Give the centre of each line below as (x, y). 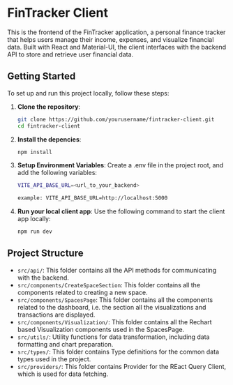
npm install (35, 152)
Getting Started (42, 76)
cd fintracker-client (48, 126)
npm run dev (35, 232)
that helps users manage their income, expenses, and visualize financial (111, 39)
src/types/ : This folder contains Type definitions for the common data (118, 352)
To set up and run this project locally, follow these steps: (88, 93)
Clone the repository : (49, 107)
